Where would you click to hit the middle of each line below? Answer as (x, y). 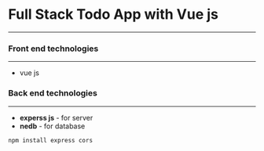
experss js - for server (56, 117)
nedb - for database (52, 126)
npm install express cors (50, 140)
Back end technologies (53, 93)
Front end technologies (53, 49)
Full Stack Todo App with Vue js (113, 14)
